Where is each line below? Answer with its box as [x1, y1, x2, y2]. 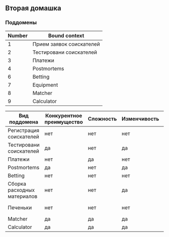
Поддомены [5, 19, 37, 26]
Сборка [8, 180, 27, 187]
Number [8, 32, 28, 39]
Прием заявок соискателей [32, 40, 100, 47]
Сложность [88, 115, 117, 122]
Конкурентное [45, 112, 82, 119]
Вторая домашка [5, 4, 61, 13]
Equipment [32, 81, 58, 88]
